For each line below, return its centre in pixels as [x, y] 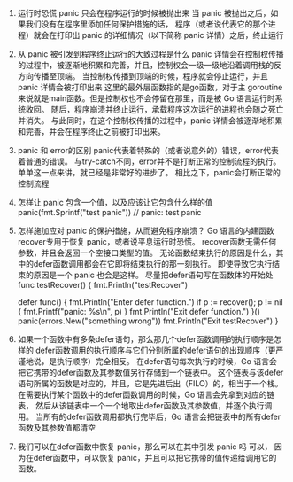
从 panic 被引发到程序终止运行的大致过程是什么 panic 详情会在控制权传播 [151, 54]
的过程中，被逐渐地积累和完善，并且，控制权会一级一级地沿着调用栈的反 [149, 65]
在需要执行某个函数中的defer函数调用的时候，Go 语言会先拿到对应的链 [146, 394]
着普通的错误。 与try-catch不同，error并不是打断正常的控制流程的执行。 [149, 161]
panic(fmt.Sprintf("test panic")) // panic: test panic [109, 212]
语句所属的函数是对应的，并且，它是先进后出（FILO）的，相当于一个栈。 [150, 383]
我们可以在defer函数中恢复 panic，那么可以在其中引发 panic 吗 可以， [145, 447]
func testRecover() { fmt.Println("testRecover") [103, 285]
